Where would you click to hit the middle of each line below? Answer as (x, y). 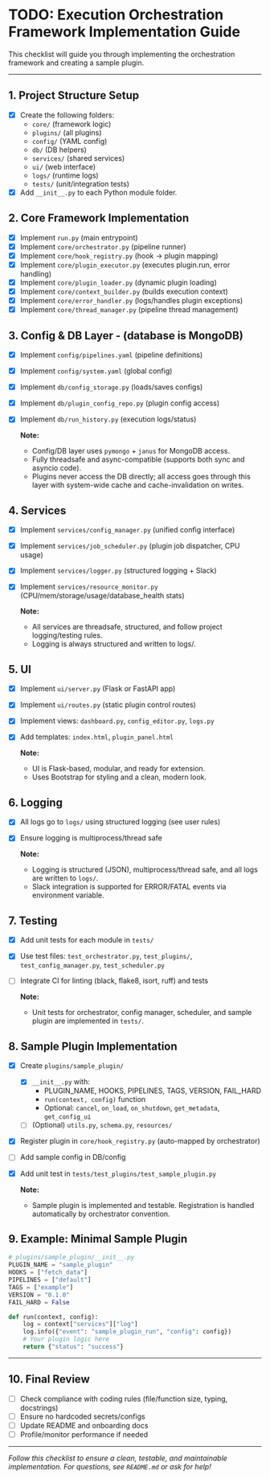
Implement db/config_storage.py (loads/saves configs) (111, 387)
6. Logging (35, 802)
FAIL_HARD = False (39, 1302)
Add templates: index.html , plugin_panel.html (97, 737)
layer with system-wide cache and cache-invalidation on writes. (138, 485)
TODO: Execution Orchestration (116, 15)
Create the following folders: (67, 115)
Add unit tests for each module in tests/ (87, 940)
